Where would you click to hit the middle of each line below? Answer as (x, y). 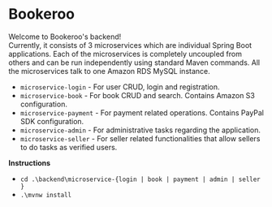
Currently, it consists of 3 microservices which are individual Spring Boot (130, 45)
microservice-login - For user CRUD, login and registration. (120, 87)
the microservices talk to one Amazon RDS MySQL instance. (109, 71)
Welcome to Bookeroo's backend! (65, 37)
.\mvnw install (46, 195)
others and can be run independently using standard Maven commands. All (134, 63)
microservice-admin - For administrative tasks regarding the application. (140, 130)
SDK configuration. (52, 121)
